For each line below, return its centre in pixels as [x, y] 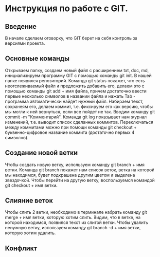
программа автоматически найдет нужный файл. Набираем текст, [74, 101]
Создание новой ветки [41, 153]
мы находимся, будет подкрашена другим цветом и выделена [70, 175]
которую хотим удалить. [30, 233]
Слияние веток [29, 201]
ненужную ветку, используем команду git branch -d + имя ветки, [73, 228]
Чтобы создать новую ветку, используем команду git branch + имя [75, 165]
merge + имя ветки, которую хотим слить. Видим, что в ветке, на [73, 218]
